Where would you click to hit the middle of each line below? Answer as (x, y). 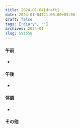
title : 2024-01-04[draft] (32, 10)
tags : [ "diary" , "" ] (27, 24)
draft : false (19, 19)
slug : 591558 (19, 33)
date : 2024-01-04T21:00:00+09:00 (40, 15)
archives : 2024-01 (24, 29)
